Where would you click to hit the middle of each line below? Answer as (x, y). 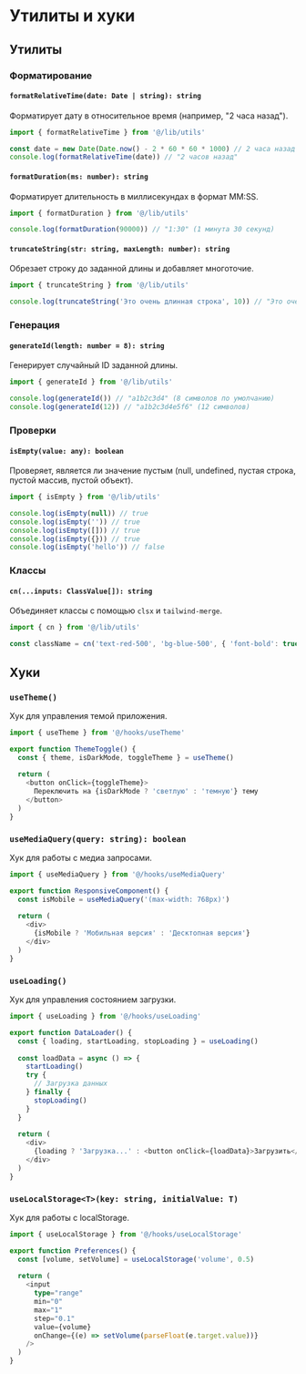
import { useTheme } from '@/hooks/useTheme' (97, 733)
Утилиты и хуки (72, 16)
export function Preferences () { (73, 1251)
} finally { (48, 1092)
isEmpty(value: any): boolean (67, 451)
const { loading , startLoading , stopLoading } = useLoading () (138, 1041)
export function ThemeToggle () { (73, 749)
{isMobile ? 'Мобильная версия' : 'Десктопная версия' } (142, 933)
